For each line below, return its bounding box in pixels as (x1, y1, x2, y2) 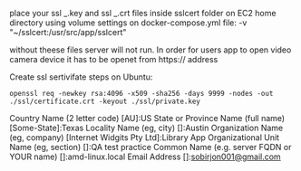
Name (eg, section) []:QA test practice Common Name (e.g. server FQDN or (9, 142, 292, 152)
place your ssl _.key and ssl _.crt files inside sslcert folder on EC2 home (9, 8, 277, 18)
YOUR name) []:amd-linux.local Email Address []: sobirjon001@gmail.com (9, 151, 281, 162)
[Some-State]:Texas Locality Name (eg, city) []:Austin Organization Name (9, 122, 284, 133)
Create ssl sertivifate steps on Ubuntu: (9, 71, 153, 82)
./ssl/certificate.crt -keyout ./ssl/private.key (9, 97, 201, 106)
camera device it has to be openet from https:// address (9, 54, 218, 64)
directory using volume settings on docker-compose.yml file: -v (9, 17, 248, 28)
